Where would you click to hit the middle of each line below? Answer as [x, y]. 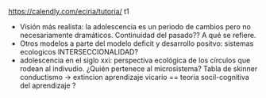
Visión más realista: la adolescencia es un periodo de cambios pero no [135, 26]
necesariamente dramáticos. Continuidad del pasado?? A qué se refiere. [138, 35]
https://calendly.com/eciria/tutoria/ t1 [69, 11]
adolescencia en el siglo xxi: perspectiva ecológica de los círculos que [135, 60]
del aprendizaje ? [48, 85]
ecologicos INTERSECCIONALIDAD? [79, 52]
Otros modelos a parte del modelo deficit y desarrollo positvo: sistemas [137, 43]
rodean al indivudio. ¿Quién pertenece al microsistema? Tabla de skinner [139, 69]
